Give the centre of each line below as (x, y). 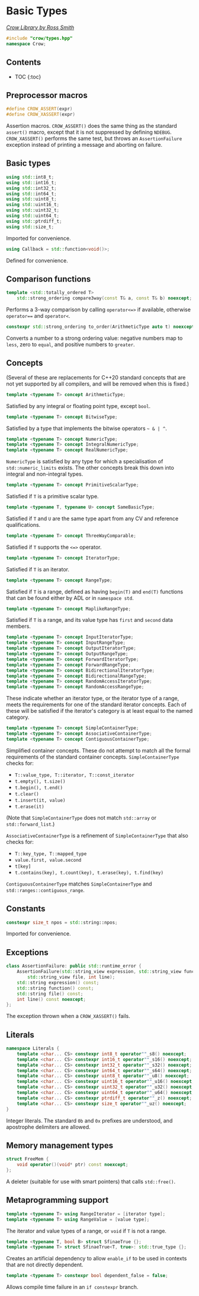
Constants (26, 909)
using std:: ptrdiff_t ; (34, 221)
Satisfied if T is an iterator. (38, 569)
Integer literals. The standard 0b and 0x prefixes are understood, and (89, 1120)
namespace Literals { (33, 1049)
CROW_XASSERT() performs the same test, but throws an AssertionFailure (94, 138)
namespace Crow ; (26, 44)
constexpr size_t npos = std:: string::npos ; (62, 922)
